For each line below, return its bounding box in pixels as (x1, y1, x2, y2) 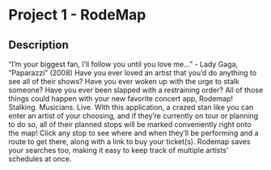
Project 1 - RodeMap (8, 6, 146, 24)
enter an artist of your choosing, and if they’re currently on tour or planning (8, 111, 259, 121)
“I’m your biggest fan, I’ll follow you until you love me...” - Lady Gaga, (8, 59, 239, 69)
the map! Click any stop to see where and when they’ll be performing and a (8, 128, 259, 138)
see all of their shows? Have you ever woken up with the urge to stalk (8, 77, 240, 86)
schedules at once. (8, 154, 72, 164)
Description (8, 38, 69, 52)
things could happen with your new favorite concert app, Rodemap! (8, 94, 233, 103)
